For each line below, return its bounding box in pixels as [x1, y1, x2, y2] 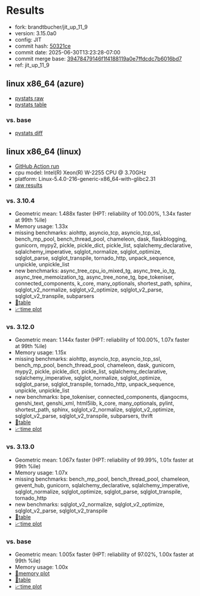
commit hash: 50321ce [14, 42, 71, 50]
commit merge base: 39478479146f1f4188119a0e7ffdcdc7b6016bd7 [14, 55, 182, 62]
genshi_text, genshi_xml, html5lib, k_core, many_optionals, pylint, [14, 400, 174, 407]
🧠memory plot [14, 570, 50, 577]
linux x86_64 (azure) [6, 79, 85, 89]
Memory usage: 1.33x [14, 223, 69, 230]
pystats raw [14, 94, 44, 102]
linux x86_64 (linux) [6, 147, 82, 157]
